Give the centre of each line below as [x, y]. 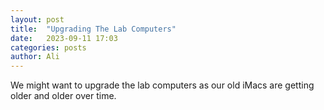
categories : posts [48, 47]
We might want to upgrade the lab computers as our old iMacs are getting [162, 85]
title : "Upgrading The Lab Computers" [93, 29]
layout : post [37, 19]
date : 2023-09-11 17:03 [64, 38]
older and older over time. [63, 96]
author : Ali [35, 57]
